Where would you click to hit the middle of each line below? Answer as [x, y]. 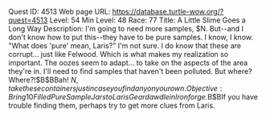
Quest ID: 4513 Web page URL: [59, 12]
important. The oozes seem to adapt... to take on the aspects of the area [128, 63]
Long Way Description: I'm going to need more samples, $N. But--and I [126, 28]
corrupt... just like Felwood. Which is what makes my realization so [119, 54]
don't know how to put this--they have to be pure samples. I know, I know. [131, 37]
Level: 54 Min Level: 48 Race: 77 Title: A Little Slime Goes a [148, 20]
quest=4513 [28, 20]
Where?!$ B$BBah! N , [43, 80]
